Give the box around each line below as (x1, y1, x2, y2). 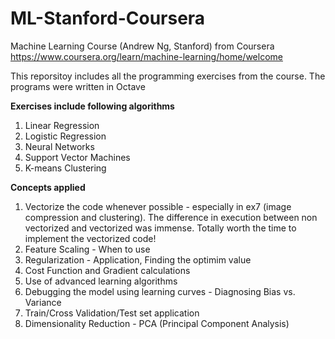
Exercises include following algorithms (10, 100, 175, 112)
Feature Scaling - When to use (24, 243, 151, 255)
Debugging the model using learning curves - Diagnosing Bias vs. (24, 285, 296, 297)
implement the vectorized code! (24, 232, 157, 244)
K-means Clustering (24, 162, 107, 174)
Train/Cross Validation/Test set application (24, 307, 200, 319)
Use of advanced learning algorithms (24, 275, 178, 287)
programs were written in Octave (10, 80, 146, 92)
